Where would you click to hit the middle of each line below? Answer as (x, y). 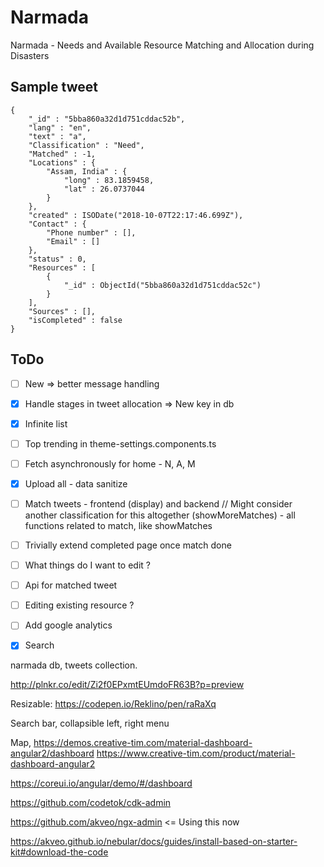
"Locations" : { (62, 162)
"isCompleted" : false (75, 320)
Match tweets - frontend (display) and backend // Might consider (158, 503)
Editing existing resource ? (79, 605)
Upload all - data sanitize (76, 483)
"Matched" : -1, (62, 154)
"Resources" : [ (62, 267)
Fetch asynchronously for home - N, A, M (110, 463)
